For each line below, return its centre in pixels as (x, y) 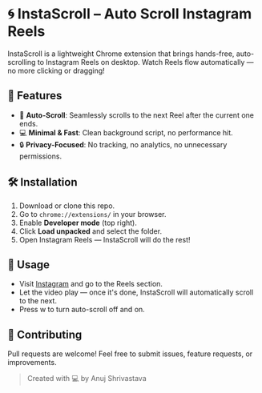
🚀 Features (35, 96)
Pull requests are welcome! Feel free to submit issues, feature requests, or (130, 354)
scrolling (22, 62)
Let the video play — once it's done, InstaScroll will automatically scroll (136, 292)
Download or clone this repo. (67, 206)
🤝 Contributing (45, 334)
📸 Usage (28, 265)
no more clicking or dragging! (56, 70)
